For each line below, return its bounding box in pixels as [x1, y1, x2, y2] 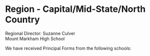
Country [5, 14, 40, 25]
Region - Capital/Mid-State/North [5, 3, 146, 15]
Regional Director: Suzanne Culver [5, 30, 76, 36]
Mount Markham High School [5, 36, 65, 42]
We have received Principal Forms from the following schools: [5, 45, 132, 51]
